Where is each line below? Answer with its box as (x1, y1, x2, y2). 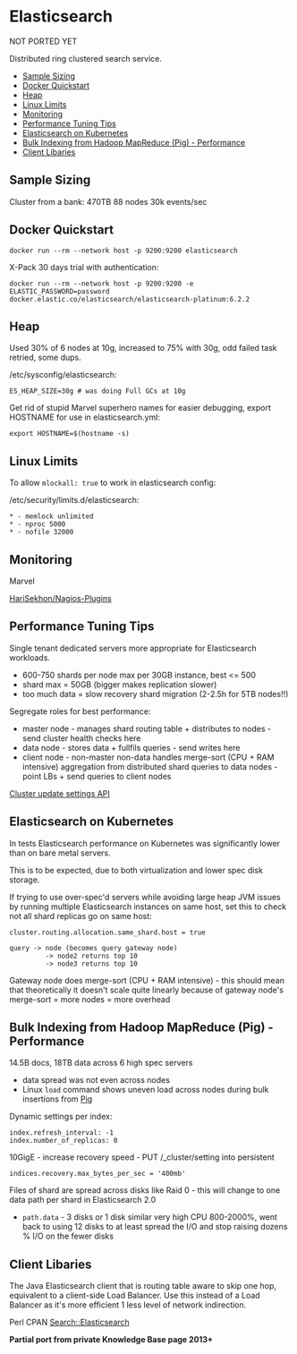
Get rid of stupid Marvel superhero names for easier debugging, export (9, 403, 271, 413)
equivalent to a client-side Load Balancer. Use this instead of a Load (9, 1290, 261, 1301)
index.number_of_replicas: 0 (9, 1137, 118, 1145)
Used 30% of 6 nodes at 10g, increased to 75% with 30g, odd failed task (9, 343, 277, 353)
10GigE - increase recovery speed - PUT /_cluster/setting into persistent (9, 1152, 275, 1162)
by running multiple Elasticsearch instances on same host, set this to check (9, 901, 287, 912)
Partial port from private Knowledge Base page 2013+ (9, 1334, 213, 1345)
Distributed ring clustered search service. (9, 53, 163, 64)
